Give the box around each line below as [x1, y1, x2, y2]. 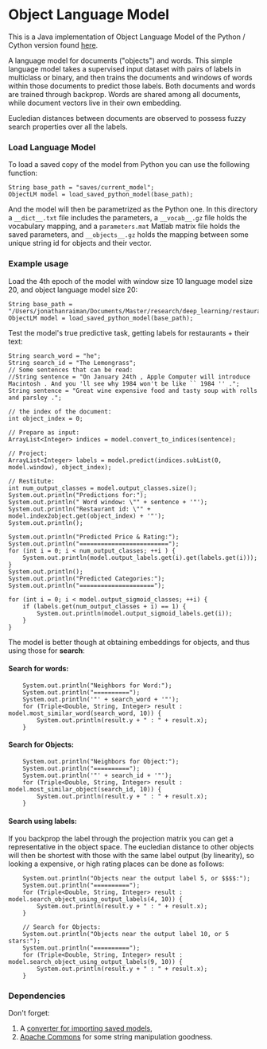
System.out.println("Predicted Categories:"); [8, 574, 165, 582]
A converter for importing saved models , [19, 1024, 153, 1033]
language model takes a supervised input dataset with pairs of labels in [8, 64, 242, 73]
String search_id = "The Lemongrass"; [8, 359, 137, 367]
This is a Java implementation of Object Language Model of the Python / [8, 32, 246, 41]
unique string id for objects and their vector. [8, 239, 153, 248]
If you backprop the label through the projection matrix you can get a [8, 833, 234, 844]
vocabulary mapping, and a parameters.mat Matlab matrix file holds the [8, 221, 241, 231]
